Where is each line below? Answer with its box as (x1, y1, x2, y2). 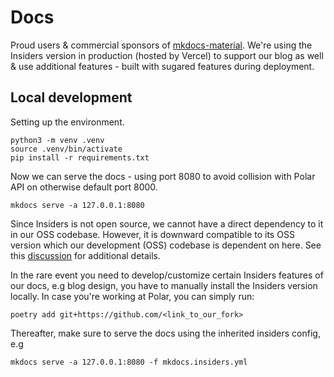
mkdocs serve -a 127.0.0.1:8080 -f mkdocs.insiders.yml (10, 357, 248, 367)
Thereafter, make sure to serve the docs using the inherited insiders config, (10, 327, 321, 339)
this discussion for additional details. (10, 249, 162, 261)
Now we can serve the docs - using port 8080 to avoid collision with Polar (10, 170, 316, 182)
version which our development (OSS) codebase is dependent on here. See (10, 239, 322, 251)
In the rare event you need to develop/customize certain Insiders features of (10, 269, 324, 281)
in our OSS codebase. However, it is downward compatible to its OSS (10, 228, 295, 240)
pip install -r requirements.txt (10, 152, 150, 163)
